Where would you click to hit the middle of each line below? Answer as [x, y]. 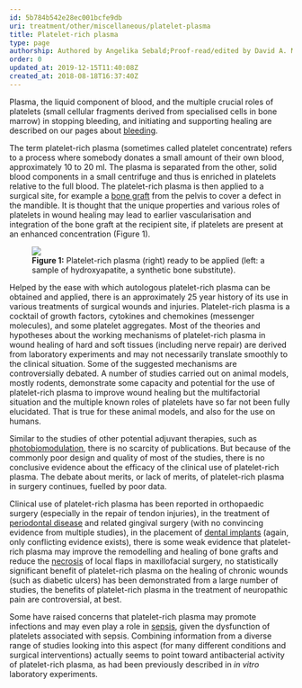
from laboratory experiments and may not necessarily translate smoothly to [149, 354]
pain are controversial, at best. [66, 599]
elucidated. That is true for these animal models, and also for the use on [142, 411]
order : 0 [26, 59]
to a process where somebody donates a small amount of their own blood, [147, 157]
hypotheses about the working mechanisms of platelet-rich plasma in [138, 335]
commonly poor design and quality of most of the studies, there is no [137, 457]
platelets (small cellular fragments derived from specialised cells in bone [143, 111]
